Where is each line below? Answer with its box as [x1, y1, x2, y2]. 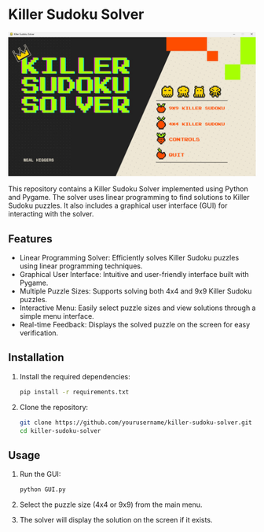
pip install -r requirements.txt [19, 388, 130, 396]
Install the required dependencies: [19, 371, 131, 381]
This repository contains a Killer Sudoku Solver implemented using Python [8, 184, 249, 194]
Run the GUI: [19, 470, 61, 479]
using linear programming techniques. [19, 261, 143, 271]
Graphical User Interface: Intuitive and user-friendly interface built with [19, 270, 249, 279]
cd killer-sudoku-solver [19, 427, 101, 434]
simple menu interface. [19, 312, 94, 321]
